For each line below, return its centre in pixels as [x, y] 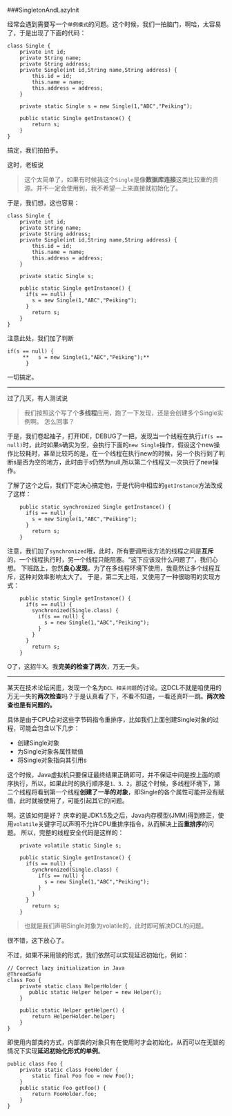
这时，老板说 [25, 165]
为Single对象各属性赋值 [50, 751]
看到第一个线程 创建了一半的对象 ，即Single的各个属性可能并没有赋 [130, 792]
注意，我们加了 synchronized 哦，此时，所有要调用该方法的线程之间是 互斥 [110, 551]
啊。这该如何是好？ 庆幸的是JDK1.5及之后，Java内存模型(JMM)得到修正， [113, 815]
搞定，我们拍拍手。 [35, 150]
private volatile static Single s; [71, 845]
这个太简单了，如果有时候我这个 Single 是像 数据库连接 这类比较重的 [118, 179]
